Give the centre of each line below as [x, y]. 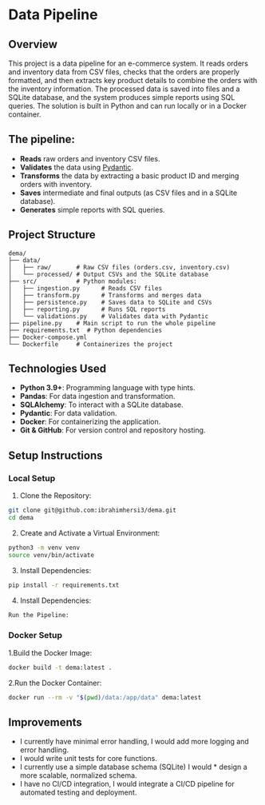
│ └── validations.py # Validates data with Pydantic [109, 316]
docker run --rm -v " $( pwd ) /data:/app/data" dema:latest [105, 697]
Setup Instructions [55, 455]
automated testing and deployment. [78, 792]
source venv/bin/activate [51, 555]
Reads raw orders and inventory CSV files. [90, 158]
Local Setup [32, 478]
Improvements [45, 722]
